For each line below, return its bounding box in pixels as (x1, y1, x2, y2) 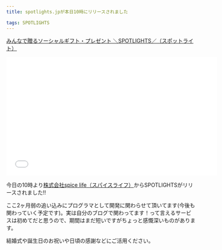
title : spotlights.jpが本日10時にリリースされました (6, 8, 128, 15)
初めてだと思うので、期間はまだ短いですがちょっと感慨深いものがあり (16, 216, 191, 223)
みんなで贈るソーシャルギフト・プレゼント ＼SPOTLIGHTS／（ (6, 37, 162, 44)
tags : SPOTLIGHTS (6, 19, 50, 26)
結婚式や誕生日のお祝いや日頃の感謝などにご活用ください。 (6, 237, 154, 244)
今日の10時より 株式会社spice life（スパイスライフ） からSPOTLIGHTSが (6, 181, 183, 189)
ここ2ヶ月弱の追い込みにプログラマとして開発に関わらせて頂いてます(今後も (6, 201, 196, 208)
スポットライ (161, 37, 194, 44)
